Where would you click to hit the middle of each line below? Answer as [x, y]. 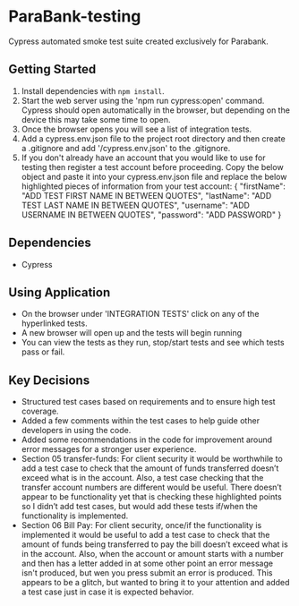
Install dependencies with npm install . [93, 90]
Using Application [60, 292]
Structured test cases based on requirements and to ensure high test [148, 402]
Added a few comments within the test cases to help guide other [141, 421]
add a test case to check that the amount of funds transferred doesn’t [150, 468]
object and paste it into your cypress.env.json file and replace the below [154, 176]
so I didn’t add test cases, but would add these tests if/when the [140, 507]
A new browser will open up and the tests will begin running [132, 333]
